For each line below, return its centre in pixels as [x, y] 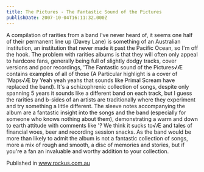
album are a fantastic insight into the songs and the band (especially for [96, 112]
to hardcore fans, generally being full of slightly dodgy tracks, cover [91, 61]
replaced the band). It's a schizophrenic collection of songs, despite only [98, 86]
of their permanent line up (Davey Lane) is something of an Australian [93, 41]
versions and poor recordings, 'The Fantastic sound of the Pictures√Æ [95, 67]
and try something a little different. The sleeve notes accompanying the [96, 106]
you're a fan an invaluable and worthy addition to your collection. [88, 151]
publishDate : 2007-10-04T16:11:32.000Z [57, 18]
